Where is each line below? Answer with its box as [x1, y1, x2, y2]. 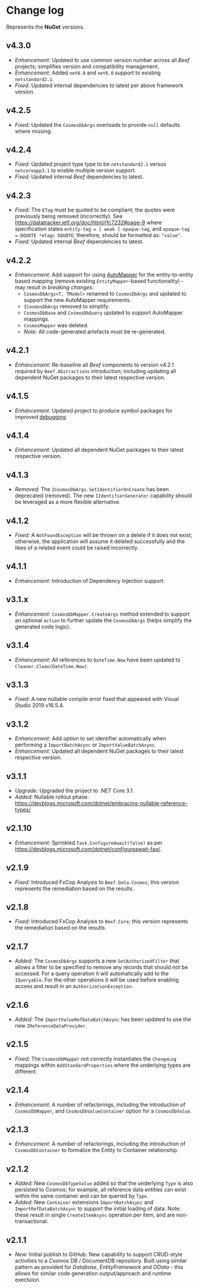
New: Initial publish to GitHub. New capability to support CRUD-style [14, 1251, 183, 1258]
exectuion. [14, 1276, 41, 1283]
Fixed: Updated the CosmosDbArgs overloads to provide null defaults [14, 121, 181, 128]
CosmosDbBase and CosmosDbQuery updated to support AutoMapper [23, 309, 183, 316]
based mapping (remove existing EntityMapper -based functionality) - [14, 278, 184, 284]
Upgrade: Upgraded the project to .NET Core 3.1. [14, 787, 134, 794]
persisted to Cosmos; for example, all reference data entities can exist [14, 1186, 187, 1193]
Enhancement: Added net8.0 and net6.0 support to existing [14, 69, 161, 76]
